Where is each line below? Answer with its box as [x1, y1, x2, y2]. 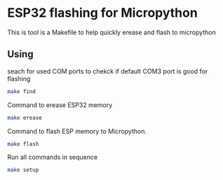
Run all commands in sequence [7, 153, 98, 162]
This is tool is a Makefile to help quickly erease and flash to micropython [7, 28, 216, 36]
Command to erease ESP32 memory [7, 100, 113, 109]
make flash [7, 140, 39, 148]
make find [7, 88, 36, 95]
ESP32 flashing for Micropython [7, 5, 198, 21]
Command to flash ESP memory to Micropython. [7, 127, 147, 135]
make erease [7, 114, 42, 121]
